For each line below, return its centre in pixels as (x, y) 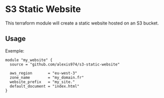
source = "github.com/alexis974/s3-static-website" (65, 64)
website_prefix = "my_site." (42, 82)
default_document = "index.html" (45, 86)
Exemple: (15, 50)
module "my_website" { (29, 60)
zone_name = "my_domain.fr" (47, 77)
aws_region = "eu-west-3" (44, 73)
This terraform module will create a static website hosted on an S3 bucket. (82, 23)
